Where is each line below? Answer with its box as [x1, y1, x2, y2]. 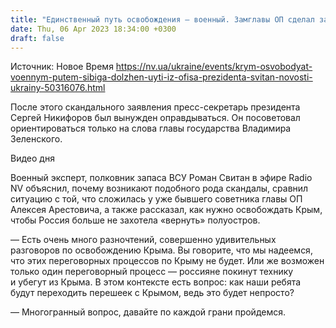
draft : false [10, 33, 65, 43]
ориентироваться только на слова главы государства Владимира [10, 122, 292, 135]
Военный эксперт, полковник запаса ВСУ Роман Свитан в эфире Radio [10, 172, 313, 184]
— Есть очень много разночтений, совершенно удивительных [10, 234, 277, 246]
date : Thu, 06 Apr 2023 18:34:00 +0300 [10, 24, 177, 34]
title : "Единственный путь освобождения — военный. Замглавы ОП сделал [10, 14, 315, 25]
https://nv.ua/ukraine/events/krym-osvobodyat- [115, 61, 313, 73]
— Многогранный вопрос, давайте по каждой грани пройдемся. [10, 306, 287, 318]
